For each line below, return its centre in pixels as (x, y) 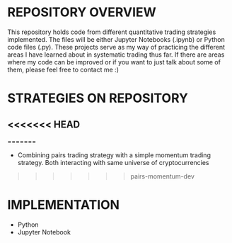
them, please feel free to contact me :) (63, 69)
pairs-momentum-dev (162, 176)
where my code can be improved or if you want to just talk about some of (114, 62)
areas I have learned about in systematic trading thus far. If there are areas (116, 55)
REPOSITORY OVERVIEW (82, 12)
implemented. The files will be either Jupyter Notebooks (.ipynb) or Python (116, 39)
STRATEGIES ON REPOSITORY (98, 98)
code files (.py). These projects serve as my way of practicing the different (116, 47)
